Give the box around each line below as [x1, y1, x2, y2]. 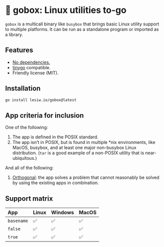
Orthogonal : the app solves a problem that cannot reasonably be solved [12, 174, 160, 181]
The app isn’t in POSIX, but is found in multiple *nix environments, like [12, 139, 156, 145]
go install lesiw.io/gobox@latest [5, 97, 77, 103]
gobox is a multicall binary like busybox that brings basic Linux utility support [5, 21, 160, 27]
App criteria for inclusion [5, 111, 84, 120]
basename [7, 218, 28, 224]
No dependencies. [12, 59, 51, 65]
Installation [5, 84, 41, 93]
